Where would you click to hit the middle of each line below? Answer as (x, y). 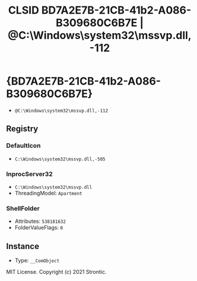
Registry (22, 129)
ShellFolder (23, 208)
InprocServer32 (30, 174)
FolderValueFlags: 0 (39, 228)
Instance (23, 246)
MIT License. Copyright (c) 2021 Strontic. (56, 272)
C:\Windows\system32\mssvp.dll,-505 (60, 159)
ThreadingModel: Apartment (48, 193)
